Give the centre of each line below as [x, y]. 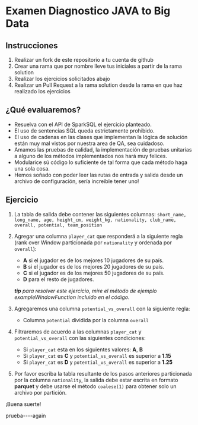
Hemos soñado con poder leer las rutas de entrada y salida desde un [98, 175]
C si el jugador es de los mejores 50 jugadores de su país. [94, 273]
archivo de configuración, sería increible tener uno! [76, 181]
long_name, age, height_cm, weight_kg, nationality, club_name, [95, 220]
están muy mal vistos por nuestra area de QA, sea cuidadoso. [89, 143]
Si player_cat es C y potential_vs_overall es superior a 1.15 [97, 355]
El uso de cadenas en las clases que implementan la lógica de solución [101, 137]
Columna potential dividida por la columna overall [86, 320]
